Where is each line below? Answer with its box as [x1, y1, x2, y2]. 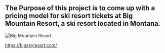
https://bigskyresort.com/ [5, 42, 57, 48]
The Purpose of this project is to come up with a [5, 4, 155, 12]
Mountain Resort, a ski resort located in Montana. [5, 19, 161, 28]
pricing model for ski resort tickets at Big [5, 12, 133, 20]
